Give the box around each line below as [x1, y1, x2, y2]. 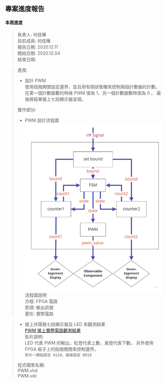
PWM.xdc [17, 373, 38, 379]
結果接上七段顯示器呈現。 [33, 96, 86, 102]
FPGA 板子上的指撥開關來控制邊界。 [24, 346, 99, 352]
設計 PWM [24, 77, 46, 83]
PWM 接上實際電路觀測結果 [24, 327, 81, 334]
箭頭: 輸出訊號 [24, 305, 54, 310]
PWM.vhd [17, 368, 38, 374]
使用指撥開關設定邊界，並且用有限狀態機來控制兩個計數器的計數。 [24, 83, 160, 89]
